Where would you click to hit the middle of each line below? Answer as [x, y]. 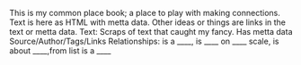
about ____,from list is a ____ [60, 51]
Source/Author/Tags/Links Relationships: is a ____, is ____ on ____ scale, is [144, 41]
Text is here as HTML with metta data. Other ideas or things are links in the [147, 22]
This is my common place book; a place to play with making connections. [145, 13]
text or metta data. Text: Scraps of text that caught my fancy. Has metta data [151, 32]
